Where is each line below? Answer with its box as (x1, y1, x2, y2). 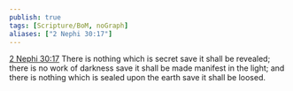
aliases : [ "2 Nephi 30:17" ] (9, 29, 113, 38)
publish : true (9, 12, 62, 22)
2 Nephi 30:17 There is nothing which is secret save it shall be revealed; (9, 54, 271, 64)
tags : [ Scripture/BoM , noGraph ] (9, 21, 128, 30)
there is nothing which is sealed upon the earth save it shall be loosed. (9, 72, 266, 83)
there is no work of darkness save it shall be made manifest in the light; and (9, 63, 285, 73)
